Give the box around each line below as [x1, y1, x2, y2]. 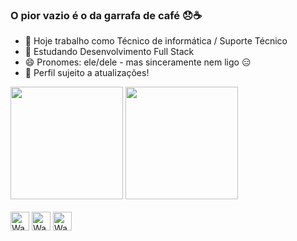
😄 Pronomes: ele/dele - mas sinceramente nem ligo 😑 [24, 56, 252, 68]
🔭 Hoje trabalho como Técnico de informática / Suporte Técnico [24, 35, 288, 47]
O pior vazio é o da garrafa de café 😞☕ [10, 8, 202, 22]
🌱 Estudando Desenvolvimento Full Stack [24, 46, 195, 58]
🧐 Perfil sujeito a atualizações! [24, 67, 150, 79]
